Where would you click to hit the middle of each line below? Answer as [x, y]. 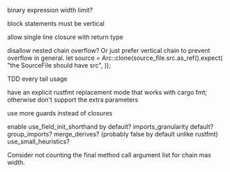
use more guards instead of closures [60, 113]
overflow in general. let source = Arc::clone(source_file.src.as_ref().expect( [115, 58]
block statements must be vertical [56, 23]
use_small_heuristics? [38, 141]
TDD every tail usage [37, 79]
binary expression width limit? [50, 10]
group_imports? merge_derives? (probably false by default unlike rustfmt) [113, 134]
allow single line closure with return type [65, 37]
